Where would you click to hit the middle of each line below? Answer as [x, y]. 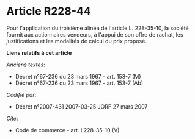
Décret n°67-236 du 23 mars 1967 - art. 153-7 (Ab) [79, 83]
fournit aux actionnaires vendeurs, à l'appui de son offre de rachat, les [95, 34]
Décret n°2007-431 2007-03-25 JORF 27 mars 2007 [81, 106]
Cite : [12, 118]
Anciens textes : [26, 65]
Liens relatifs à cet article [39, 52]
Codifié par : [21, 94]
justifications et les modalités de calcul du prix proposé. [76, 41]
